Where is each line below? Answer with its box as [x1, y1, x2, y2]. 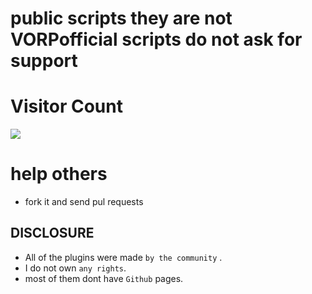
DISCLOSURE [10, 225, 95, 242]
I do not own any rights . [24, 262, 127, 274]
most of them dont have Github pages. [24, 272, 184, 284]
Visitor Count [10, 95, 123, 118]
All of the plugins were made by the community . [24, 251, 223, 263]
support [10, 50, 78, 72]
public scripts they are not [10, 7, 233, 30]
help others [10, 163, 108, 186]
